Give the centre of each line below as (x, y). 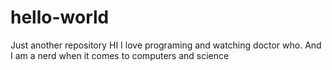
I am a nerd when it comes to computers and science (120, 55)
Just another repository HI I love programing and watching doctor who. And (166, 45)
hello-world (60, 17)
